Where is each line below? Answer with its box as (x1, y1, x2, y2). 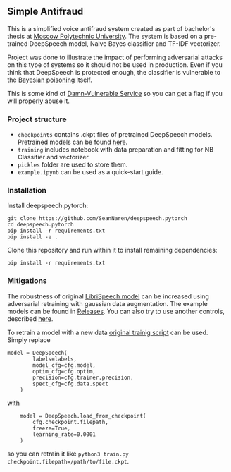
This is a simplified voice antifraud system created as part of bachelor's (7, 24, 216, 32)
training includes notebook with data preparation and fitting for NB (17, 145, 213, 154)
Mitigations (7, 276, 47, 286)
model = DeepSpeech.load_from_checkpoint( (20, 412, 146, 419)
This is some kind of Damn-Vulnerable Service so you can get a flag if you (7, 89, 223, 97)
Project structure (7, 114, 67, 124)
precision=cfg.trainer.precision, (32, 374, 134, 381)
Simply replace (7, 335, 51, 344)
